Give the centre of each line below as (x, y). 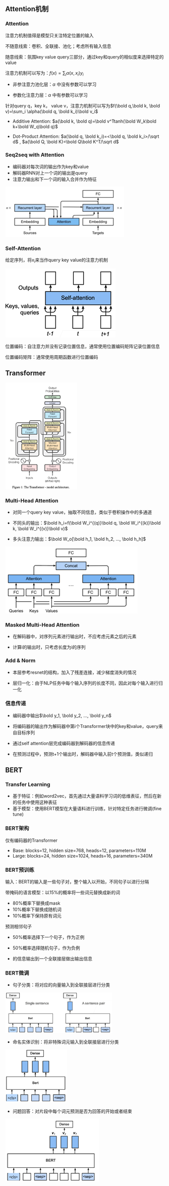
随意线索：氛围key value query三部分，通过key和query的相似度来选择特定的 (84, 57)
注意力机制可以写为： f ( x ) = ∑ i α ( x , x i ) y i (45, 73)
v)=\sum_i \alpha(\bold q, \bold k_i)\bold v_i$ (52, 111)
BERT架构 (17, 828)
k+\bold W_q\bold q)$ (35, 127)
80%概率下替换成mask (36, 903)
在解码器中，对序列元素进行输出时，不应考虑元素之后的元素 (74, 637)
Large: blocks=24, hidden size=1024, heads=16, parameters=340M (82, 856)
